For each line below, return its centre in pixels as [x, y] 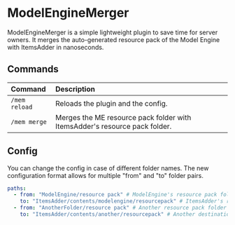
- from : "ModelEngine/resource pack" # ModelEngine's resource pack [115, 195]
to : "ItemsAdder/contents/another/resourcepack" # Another [108, 214]
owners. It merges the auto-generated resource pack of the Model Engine [114, 39]
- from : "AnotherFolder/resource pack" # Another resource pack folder [120, 208]
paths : [17, 188]
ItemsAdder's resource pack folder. [114, 126]
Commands [33, 69]
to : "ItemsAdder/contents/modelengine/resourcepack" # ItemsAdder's [122, 201]
